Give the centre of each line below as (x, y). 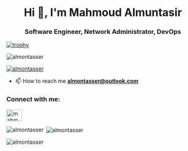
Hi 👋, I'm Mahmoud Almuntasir (103, 13)
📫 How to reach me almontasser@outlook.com (77, 81)
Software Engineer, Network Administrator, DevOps (103, 32)
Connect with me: (33, 99)
